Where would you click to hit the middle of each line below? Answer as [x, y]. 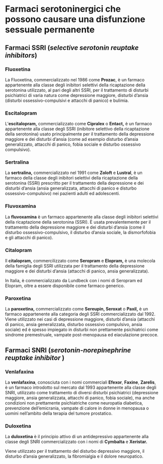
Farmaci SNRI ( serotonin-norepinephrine [68, 350]
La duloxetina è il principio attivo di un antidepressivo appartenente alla [77, 437]
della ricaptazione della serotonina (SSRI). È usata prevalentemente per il [78, 222]
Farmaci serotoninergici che [63, 9]
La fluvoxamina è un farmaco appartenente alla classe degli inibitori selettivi [82, 217]
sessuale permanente [50, 30]
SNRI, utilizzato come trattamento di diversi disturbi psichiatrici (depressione [82, 393]
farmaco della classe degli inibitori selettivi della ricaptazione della [72, 178]
